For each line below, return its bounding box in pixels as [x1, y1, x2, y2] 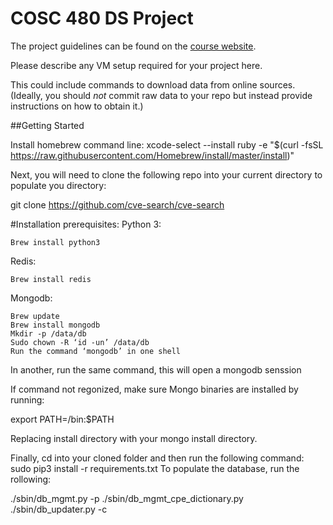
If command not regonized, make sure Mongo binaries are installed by [10, 383, 299, 395]
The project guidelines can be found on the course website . [10, 40, 257, 52]
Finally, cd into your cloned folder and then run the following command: [10, 452, 305, 464]
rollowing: [10, 473, 52, 485]
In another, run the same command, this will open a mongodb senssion [10, 363, 302, 376]
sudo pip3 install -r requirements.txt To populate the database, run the [10, 462, 300, 474]
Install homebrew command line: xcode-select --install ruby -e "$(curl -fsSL [10, 138, 324, 151]
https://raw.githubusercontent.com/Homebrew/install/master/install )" [10, 149, 295, 161]
